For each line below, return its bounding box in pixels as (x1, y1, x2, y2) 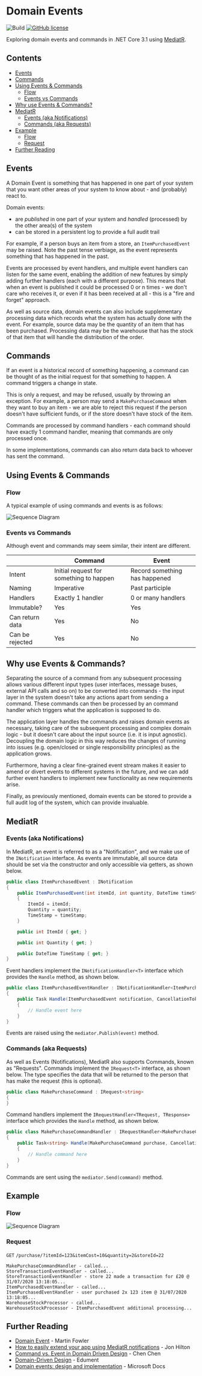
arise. (6, 781, 20, 788)
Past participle (130, 584, 171, 592)
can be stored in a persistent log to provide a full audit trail (14, 228, 160, 235)
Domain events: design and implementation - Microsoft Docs (14, 1363, 166, 1370)
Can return (9, 613, 40, 622)
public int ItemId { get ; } (17, 929, 87, 935)
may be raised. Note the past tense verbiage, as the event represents (6, 246, 178, 253)
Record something (130, 567, 182, 575)
